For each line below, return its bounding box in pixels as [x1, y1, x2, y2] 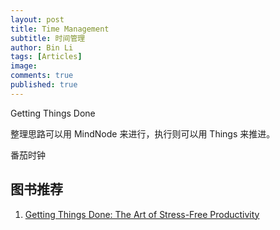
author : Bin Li [10, 42, 74, 53]
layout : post [10, 14, 65, 25]
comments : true [10, 71, 74, 81]
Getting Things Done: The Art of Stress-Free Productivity [24, 208, 260, 220]
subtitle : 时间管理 [10, 33, 86, 43]
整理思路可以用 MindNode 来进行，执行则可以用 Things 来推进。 [10, 127, 276, 140]
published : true [10, 80, 78, 90]
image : [10, 61, 38, 71]
